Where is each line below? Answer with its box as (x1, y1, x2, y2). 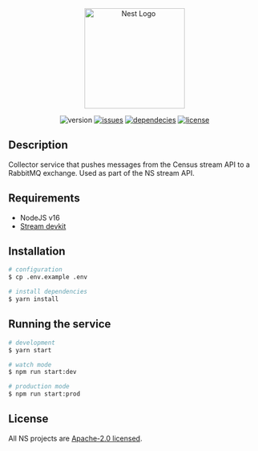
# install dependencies (8, 288, 88, 296)
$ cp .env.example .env (8, 273, 88, 282)
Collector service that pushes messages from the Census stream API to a (8, 160, 251, 169)
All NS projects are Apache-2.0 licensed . (8, 433, 143, 443)
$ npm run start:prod (8, 390, 81, 398)
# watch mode (8, 360, 52, 368)
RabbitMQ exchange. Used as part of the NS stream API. (8, 168, 195, 177)
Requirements (8, 192, 80, 205)
